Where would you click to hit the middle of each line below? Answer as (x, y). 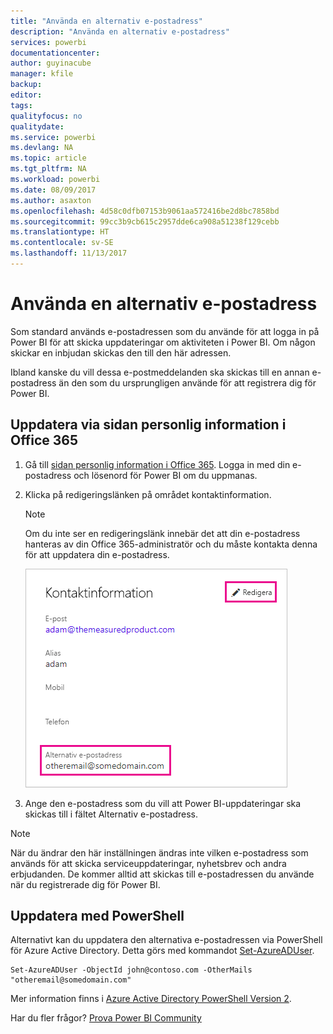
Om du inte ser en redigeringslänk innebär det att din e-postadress (162, 533)
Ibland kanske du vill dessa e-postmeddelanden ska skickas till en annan (160, 372)
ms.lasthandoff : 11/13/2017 (69, 253)
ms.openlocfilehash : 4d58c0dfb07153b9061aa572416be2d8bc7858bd (145, 211)
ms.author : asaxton (51, 200)
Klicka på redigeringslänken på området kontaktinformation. (148, 494)
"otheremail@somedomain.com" (71, 980)
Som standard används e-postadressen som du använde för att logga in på (165, 331)
